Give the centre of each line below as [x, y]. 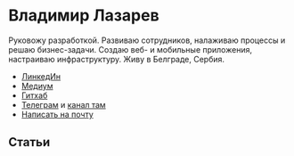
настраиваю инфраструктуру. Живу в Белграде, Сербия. [116, 59]
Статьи [29, 142]
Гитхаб [34, 95]
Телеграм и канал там [63, 104]
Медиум [37, 86]
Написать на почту [57, 114]
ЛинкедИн [41, 76]
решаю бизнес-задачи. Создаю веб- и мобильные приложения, [131, 49]
